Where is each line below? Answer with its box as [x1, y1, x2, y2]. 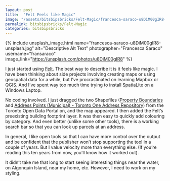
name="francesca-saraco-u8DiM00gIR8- [74, 40, 161, 46]
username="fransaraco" [5, 51, 56, 57]
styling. [5, 170, 21, 176]
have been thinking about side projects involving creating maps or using [5, 71, 155, 77]
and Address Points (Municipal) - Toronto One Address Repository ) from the [5, 102, 164, 108]
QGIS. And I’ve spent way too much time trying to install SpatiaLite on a [5, 82, 154, 88]
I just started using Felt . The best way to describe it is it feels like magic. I [5, 66, 158, 72]
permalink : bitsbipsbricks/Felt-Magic [5, 21, 87, 27]
